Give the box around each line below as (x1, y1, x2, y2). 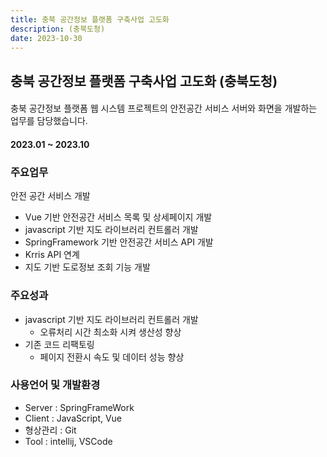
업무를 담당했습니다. (10, 115, 88, 127)
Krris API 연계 (24, 249, 80, 261)
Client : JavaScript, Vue (24, 412, 123, 424)
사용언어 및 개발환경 (10, 378, 101, 392)
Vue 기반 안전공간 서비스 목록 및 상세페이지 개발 (24, 211, 213, 223)
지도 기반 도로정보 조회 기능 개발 (24, 261, 151, 273)
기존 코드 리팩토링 (24, 338, 95, 350)
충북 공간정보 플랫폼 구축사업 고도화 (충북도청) (10, 72, 278, 90)
